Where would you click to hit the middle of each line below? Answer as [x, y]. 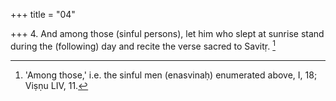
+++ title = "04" [43, 14]
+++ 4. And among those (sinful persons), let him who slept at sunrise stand [167, 33]
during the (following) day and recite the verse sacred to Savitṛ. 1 [143, 45]
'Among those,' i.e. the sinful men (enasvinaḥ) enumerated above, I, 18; [171, 75]
